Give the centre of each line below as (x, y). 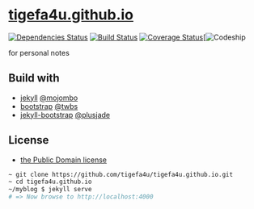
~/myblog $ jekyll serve (50, 190)
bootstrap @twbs (49, 106)
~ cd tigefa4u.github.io (50, 182)
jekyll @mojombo (49, 98)
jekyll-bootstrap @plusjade (65, 115)
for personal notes (39, 52)
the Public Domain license (63, 160)
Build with (34, 78)
